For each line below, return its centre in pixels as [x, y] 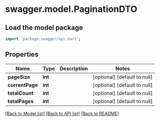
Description [74, 68]
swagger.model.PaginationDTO [71, 9]
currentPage [23, 85]
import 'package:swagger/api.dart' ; [43, 39]
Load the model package [44, 28]
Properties [22, 55]
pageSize [19, 77]
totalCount [21, 93]
